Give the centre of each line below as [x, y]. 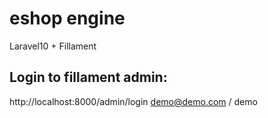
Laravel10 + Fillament [53, 46]
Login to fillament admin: [88, 77]
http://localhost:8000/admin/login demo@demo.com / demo [133, 101]
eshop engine [67, 18]
